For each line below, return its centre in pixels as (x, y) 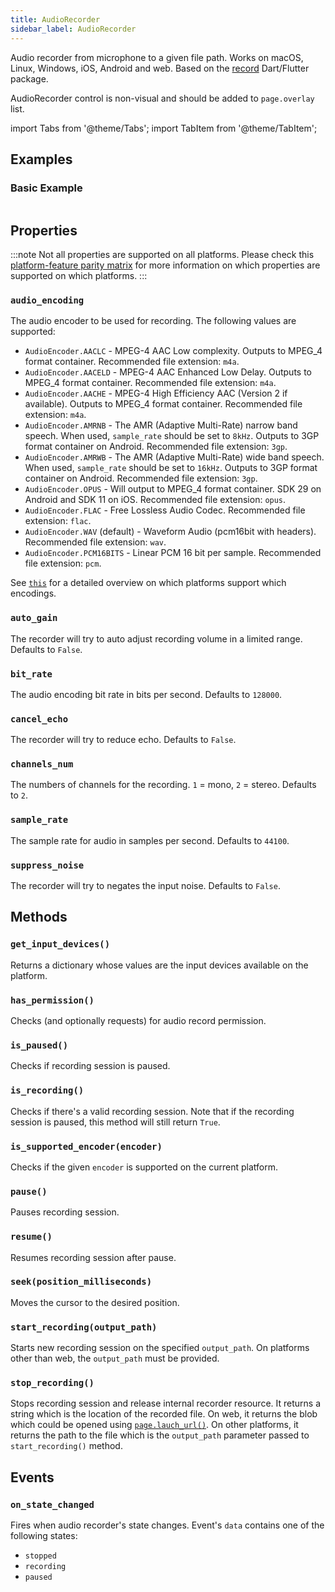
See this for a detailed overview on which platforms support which (148, 583)
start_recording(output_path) (84, 1327)
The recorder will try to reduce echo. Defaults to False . (123, 740)
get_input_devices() (60, 944)
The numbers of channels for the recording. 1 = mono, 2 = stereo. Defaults (163, 785)
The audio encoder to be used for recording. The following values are (153, 321)
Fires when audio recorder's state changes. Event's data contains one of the (167, 1525)
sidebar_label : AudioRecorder (73, 29)
